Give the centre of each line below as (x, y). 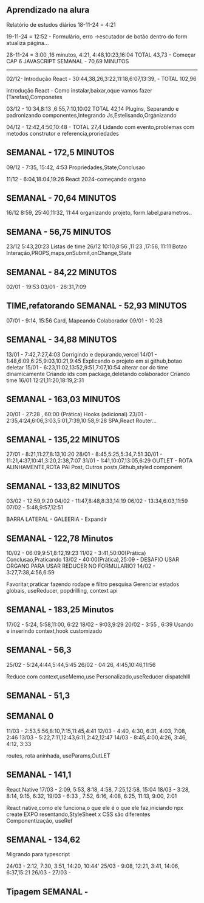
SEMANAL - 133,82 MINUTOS (63, 486)
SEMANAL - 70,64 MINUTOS (61, 198)
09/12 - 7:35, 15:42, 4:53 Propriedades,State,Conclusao (76, 167)
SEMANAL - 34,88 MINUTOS (62, 340)
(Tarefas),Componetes (34, 97)
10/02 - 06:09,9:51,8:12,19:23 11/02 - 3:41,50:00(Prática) (76, 553)
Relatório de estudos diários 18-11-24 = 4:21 (61, 24)
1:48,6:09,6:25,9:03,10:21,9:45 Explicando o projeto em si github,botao (94, 361)
